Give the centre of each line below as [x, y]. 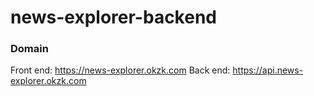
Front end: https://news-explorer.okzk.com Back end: [120, 70]
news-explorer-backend [113, 17]
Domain [29, 49]
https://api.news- [268, 70]
